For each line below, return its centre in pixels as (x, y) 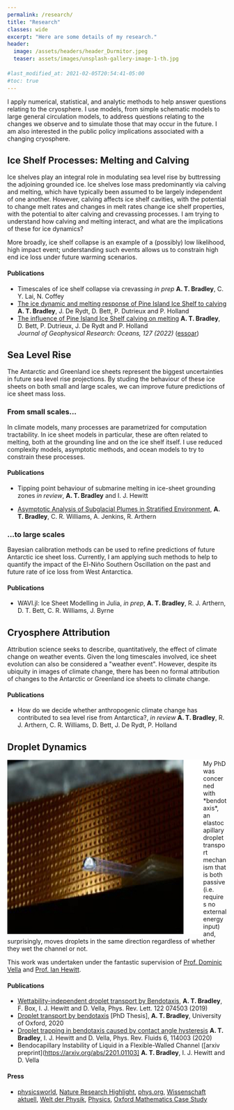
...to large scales (36, 534)
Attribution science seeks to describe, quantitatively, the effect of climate (112, 649)
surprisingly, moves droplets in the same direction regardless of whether (111, 941)
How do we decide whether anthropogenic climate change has (107, 710)
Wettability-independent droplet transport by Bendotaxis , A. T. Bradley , (120, 1001)
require (213, 897)
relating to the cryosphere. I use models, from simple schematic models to (114, 109)
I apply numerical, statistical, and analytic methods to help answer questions (117, 102)
